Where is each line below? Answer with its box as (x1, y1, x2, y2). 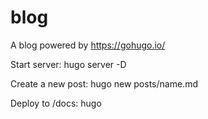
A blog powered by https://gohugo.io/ (10, 39, 166, 51)
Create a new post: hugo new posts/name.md (10, 77, 198, 90)
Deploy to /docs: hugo (10, 97, 102, 109)
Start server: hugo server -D (10, 58, 127, 70)
